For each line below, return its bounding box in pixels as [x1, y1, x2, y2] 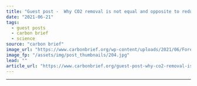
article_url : [6, 63, 38, 69]
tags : [6, 19, 19, 25]
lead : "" [6, 57, 28, 63]
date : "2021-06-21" [6, 14, 54, 20]
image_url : [6, 47, 33, 53]
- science [11, 36, 35, 42]
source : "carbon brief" [6, 42, 64, 47]
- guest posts [11, 25, 46, 31]
